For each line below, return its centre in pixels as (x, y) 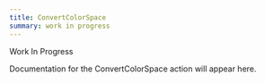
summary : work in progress (60, 26)
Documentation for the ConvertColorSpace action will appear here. (133, 69)
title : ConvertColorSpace (57, 17)
